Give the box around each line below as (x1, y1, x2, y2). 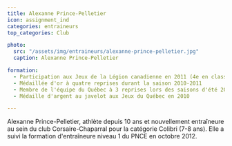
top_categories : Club (7, 29, 70, 36)
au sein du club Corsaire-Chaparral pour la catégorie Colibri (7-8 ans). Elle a (7, 125, 224, 133)
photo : (7, 42, 26, 49)
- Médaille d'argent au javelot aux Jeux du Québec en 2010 (13, 92, 190, 100)
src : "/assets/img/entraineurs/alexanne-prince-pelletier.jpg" (13, 48, 199, 55)
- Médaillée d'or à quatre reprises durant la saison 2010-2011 (13, 80, 202, 87)
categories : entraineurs (7, 23, 79, 30)
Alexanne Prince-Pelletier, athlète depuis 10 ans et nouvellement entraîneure (7, 118, 224, 126)
